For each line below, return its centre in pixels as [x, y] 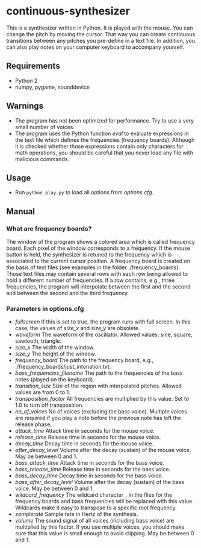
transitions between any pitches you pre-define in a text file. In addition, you [101, 40]
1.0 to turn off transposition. [49, 405]
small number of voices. [45, 127]
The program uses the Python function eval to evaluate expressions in [102, 133]
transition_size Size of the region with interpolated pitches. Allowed [98, 386]
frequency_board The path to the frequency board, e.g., [84, 360]
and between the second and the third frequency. [68, 293]
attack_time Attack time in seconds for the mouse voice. [85, 431]
